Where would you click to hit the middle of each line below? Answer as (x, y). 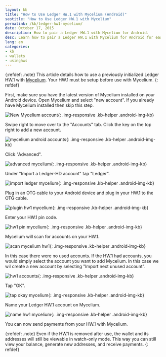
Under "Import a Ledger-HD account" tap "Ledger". (58, 174)
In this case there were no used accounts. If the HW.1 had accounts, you (78, 256)
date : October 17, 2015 (30, 28)
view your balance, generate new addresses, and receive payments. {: (77, 344)
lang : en (14, 42)
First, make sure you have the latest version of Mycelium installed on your (80, 95)
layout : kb (16, 10)
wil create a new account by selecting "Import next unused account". (75, 267)
